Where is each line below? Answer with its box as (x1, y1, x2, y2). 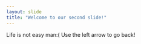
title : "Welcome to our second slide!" (6, 14, 107, 20)
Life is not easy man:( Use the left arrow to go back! (6, 31, 136, 38)
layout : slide (6, 8, 42, 15)
